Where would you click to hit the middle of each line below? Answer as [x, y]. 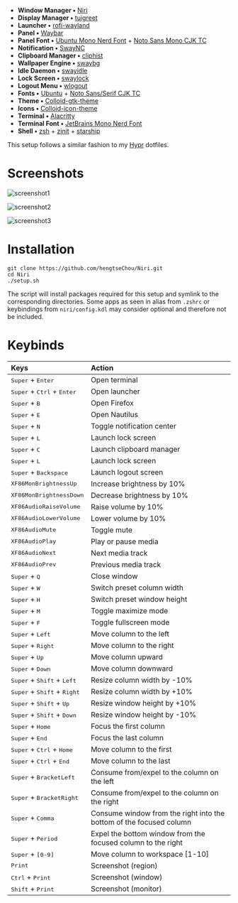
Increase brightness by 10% [138, 484]
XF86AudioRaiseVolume [46, 507]
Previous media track [126, 564]
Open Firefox [113, 403]
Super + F [25, 622]
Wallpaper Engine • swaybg [59, 63]
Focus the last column [127, 737]
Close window [114, 576]
